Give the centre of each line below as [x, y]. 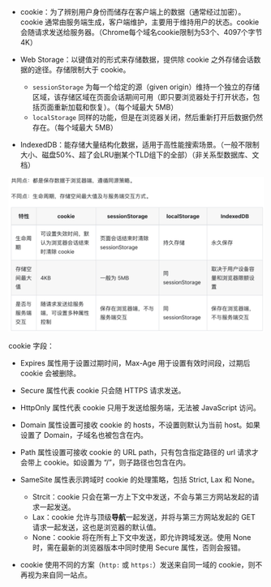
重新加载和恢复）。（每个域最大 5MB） [116, 107]
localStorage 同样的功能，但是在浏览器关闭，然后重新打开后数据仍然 [148, 117]
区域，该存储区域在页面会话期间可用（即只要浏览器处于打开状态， [142, 97]
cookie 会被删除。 [50, 373]
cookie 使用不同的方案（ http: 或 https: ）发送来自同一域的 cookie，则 [138, 565]
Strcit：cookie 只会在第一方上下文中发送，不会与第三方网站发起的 [142, 497]
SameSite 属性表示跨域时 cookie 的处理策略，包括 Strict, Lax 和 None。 [140, 480]
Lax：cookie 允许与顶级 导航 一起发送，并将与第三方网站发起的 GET [144, 517]
